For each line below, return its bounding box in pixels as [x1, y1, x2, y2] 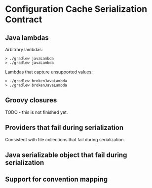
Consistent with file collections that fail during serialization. [5, 136, 125, 142]
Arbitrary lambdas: [5, 47, 43, 52]
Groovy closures [5, 96, 57, 104]
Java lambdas [5, 33, 49, 42]
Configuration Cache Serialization [5, 3, 148, 15]
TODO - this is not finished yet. [5, 109, 68, 115]
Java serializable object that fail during [5, 151, 127, 159]
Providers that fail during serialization [5, 124, 124, 132]
